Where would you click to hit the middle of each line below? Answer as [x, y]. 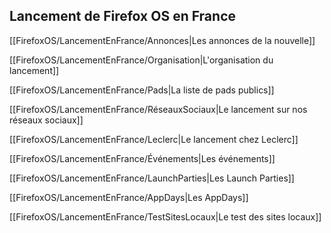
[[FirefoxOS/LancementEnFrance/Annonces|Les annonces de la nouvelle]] [162, 40]
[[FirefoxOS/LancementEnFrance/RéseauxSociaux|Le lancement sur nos [158, 109]
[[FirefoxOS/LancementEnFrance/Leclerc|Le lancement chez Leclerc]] [154, 139]
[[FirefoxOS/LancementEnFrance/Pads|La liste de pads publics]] [142, 90]
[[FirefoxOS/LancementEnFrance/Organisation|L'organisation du [141, 60]
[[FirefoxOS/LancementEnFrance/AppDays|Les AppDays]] [129, 197]
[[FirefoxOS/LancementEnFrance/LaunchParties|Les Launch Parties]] [152, 178]
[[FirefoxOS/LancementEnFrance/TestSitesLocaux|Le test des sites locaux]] [165, 216]
